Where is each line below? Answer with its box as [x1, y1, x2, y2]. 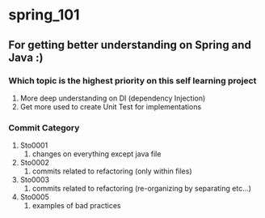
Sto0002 [19, 158, 50, 168]
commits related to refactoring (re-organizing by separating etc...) [32, 184, 252, 194]
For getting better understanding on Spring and [8, 38, 252, 52]
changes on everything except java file [32, 149, 162, 159]
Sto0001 [19, 140, 48, 151]
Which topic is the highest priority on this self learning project [8, 75, 257, 86]
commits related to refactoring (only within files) [32, 166, 192, 176]
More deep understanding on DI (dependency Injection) [19, 93, 206, 103]
